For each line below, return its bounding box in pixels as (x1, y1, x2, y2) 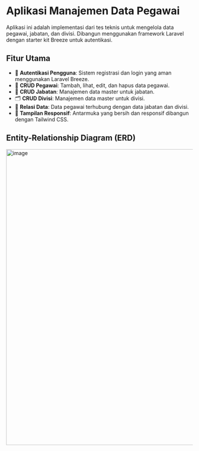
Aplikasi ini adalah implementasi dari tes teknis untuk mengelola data (6, 24, 174, 31)
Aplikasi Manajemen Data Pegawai (6, 4, 180, 18)
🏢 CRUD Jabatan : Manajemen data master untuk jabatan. (14, 88, 155, 95)
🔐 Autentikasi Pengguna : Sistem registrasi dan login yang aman (14, 69, 172, 76)
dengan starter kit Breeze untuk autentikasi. (6, 36, 113, 43)
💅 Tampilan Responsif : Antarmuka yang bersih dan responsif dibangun (14, 109, 189, 117)
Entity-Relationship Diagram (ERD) (6, 133, 136, 143)
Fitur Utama (6, 53, 51, 63)
